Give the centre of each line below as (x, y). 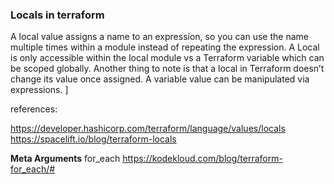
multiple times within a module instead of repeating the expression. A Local (165, 47)
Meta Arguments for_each (65, 159)
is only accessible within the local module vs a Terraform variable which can (167, 58)
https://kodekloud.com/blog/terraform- (202, 159)
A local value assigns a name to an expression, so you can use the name (159, 37)
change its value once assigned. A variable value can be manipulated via (160, 79)
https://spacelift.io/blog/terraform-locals (93, 139)
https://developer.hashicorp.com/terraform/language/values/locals (148, 129)
